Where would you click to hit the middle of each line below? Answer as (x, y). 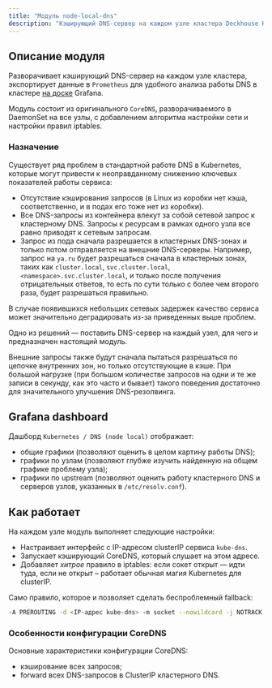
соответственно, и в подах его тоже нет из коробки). (112, 206)
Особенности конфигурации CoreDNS (88, 634)
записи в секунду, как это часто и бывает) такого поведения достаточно (134, 383)
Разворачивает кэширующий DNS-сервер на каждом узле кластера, (128, 76)
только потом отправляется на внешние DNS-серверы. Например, (136, 249)
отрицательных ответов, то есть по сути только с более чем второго (139, 284)
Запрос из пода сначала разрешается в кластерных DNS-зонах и (134, 241)
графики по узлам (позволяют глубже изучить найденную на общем (138, 461)
